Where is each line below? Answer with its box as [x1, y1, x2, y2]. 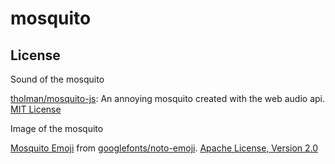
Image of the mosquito [10, 123, 104, 134]
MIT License [10, 103, 62, 115]
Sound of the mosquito [10, 73, 105, 85]
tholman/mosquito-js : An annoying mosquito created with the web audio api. [10, 93, 326, 104]
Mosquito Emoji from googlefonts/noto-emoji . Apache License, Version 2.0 [10, 142, 319, 154]
